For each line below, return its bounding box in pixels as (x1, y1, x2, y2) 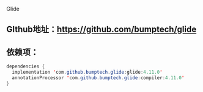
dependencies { (6, 63, 45, 69)
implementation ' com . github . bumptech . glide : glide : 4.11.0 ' (12, 69, 163, 76)
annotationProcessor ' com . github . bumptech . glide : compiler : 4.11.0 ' (12, 74, 185, 81)
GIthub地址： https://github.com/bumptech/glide (6, 24, 197, 35)
